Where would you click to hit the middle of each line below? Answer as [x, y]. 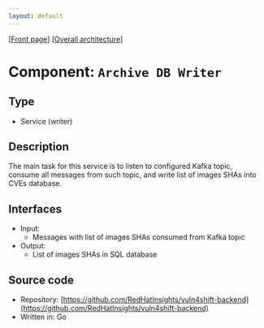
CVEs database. [35, 183]
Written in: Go [43, 317]
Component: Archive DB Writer [115, 72]
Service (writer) [46, 121]
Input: [30, 229]
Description [39, 147]
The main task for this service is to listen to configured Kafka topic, [121, 166]
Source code [41, 280]
